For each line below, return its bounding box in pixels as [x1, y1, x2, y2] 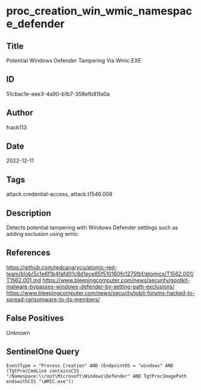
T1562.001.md [6, 276, 42, 283]
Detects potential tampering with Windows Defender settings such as [6, 224, 179, 231]
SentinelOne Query [6, 347, 80, 357]
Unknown [6, 329, 30, 336]
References [6, 248, 51, 258]
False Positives [6, 313, 64, 323]
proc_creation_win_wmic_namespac [6, 4, 193, 18]
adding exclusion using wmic [6, 231, 78, 238]
